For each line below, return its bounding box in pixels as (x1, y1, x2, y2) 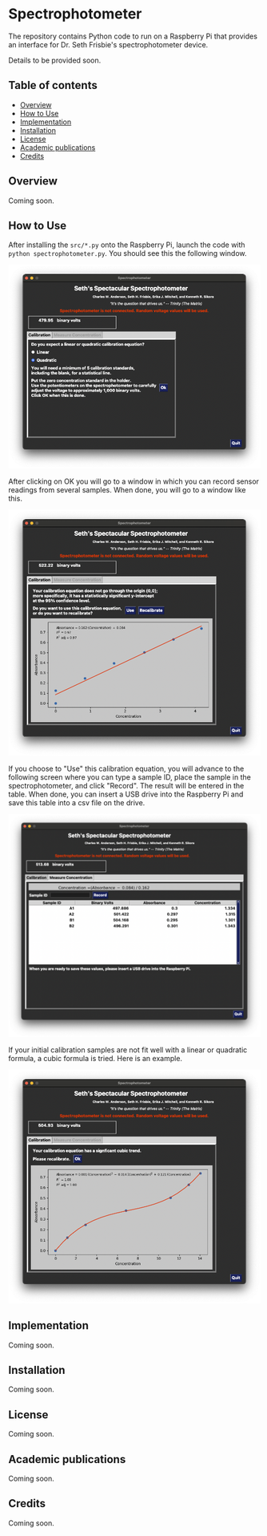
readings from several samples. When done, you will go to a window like (8, 484, 246, 494)
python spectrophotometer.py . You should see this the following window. (8, 249, 247, 258)
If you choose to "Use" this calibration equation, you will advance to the (8, 764, 245, 774)
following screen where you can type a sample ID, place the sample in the (8, 772, 252, 782)
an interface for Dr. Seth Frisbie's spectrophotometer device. (8, 39, 209, 49)
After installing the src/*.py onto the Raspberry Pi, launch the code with (8, 240, 245, 249)
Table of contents (8, 79, 98, 92)
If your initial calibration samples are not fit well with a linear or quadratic (8, 1045, 248, 1055)
